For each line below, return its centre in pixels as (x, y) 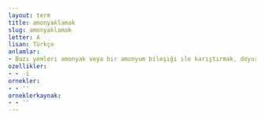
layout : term (29, 15)
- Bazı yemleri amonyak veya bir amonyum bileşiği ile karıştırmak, (123, 59)
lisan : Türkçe (31, 45)
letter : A (24, 37)
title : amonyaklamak (42, 23)
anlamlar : (24, 52)
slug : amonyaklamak (40, 30)
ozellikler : (27, 67)
